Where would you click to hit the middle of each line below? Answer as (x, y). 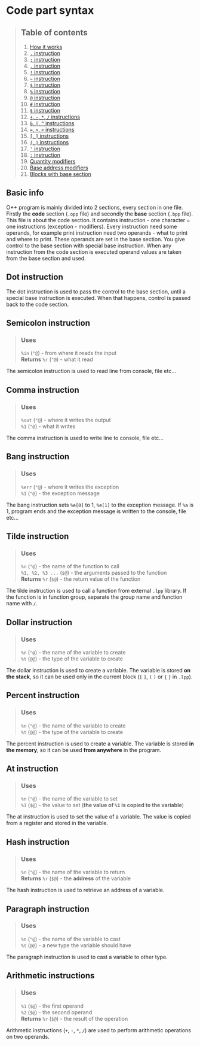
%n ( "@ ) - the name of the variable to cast (70, 939)
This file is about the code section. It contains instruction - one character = (98, 220)
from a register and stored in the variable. (57, 823)
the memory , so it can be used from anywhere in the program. (84, 750)
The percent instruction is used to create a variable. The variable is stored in (100, 744)
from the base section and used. (46, 258)
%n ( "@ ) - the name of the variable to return (73, 872)
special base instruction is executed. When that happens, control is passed (99, 298)
